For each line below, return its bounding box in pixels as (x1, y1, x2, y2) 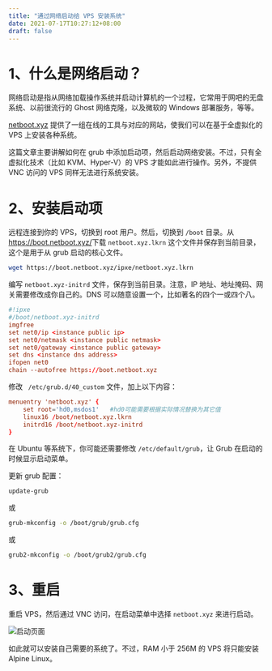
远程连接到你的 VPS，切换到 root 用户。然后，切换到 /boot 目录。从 (8, 228, 235, 237)
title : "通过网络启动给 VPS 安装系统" (8, 11, 126, 20)
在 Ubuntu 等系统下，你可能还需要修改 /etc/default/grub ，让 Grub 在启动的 (8, 443, 263, 454)
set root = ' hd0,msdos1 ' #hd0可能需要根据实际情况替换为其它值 (23, 405, 221, 413)
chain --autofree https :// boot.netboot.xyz (8, 366, 158, 374)
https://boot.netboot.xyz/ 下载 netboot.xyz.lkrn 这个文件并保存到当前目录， (8, 237, 261, 247)
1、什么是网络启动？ (8, 64, 143, 83)
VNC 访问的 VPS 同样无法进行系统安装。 (8, 168, 143, 177)
